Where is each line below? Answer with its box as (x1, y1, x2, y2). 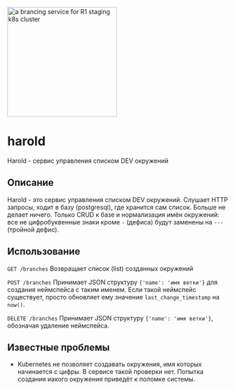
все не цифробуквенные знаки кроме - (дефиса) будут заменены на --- (7, 217, 224, 226)
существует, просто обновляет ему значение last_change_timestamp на (7, 292, 220, 301)
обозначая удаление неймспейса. (7, 321, 110, 330)
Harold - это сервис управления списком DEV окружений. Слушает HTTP (7, 195, 228, 203)
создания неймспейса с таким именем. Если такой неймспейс (7, 285, 196, 294)
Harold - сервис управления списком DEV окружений (7, 156, 168, 165)
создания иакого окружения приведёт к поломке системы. (17, 375, 196, 384)
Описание (7, 177, 54, 189)
